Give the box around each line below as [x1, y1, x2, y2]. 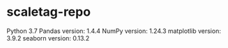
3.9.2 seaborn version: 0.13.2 [6, 34, 90, 42]
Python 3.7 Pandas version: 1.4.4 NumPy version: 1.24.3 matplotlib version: [6, 27, 221, 35]
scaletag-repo [6, 4, 91, 20]
